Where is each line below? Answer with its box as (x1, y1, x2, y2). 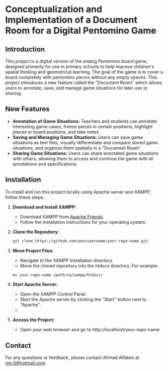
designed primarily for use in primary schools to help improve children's (5, 64, 154, 69)
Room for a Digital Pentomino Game (5, 25, 157, 36)
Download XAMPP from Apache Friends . (20, 214, 105, 220)
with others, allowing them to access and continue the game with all (12, 155, 153, 161)
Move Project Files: (12, 247, 54, 253)
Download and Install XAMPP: (12, 204, 77, 210)
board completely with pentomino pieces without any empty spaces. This (5, 74, 157, 80)
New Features (5, 105, 50, 114)
